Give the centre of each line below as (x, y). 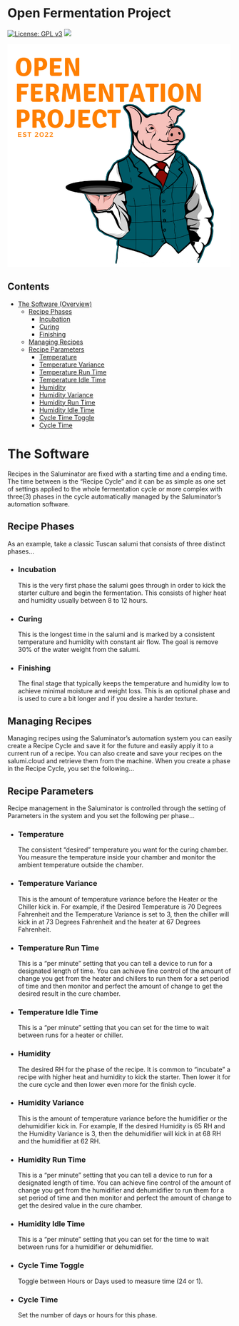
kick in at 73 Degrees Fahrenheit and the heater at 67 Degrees (109, 922)
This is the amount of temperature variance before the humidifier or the (122, 1118)
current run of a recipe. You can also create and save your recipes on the (115, 753)
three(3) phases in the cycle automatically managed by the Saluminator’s (114, 496)
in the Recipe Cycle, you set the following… (71, 769)
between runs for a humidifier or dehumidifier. (85, 1247)
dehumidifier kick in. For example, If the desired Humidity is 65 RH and (121, 1126)
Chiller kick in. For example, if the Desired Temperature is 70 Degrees (120, 907)
